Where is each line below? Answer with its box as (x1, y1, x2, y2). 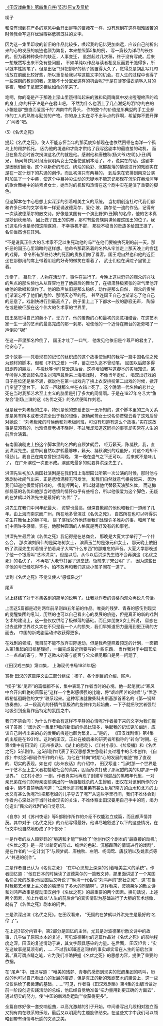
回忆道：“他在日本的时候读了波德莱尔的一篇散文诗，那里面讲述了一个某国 (9, 871, 156, 876)
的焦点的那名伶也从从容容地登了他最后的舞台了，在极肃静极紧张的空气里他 (5, 280, 154, 286)
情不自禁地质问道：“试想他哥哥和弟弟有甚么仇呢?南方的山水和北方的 (17, 785, 154, 791)
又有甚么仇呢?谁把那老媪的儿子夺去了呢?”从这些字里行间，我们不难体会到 (9, 791, 156, 797)
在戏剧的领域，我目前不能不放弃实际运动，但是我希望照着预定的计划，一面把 (5, 640, 158, 646)
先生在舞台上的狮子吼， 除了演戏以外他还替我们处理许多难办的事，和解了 (5, 517, 151, 523)
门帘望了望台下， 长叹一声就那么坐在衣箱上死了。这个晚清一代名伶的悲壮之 (5, 384, 155, 390)
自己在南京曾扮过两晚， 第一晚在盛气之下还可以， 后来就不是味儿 (26, 454, 156, 459)
